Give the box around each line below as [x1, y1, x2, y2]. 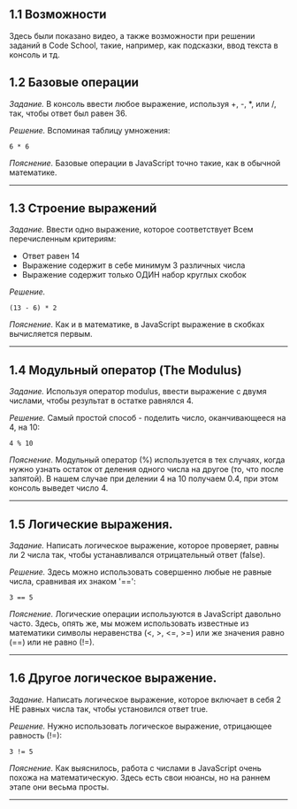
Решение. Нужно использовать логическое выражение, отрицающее [9, 721, 272, 731]
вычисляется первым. [9, 329, 93, 340]
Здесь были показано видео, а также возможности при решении [9, 30, 255, 41]
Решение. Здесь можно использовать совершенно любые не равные [9, 567, 272, 577]
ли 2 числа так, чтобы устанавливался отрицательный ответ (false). [9, 550, 266, 561]
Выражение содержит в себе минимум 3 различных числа [21, 260, 246, 271]
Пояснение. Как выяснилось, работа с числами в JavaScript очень [9, 762, 263, 773]
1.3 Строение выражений [9, 201, 157, 216]
